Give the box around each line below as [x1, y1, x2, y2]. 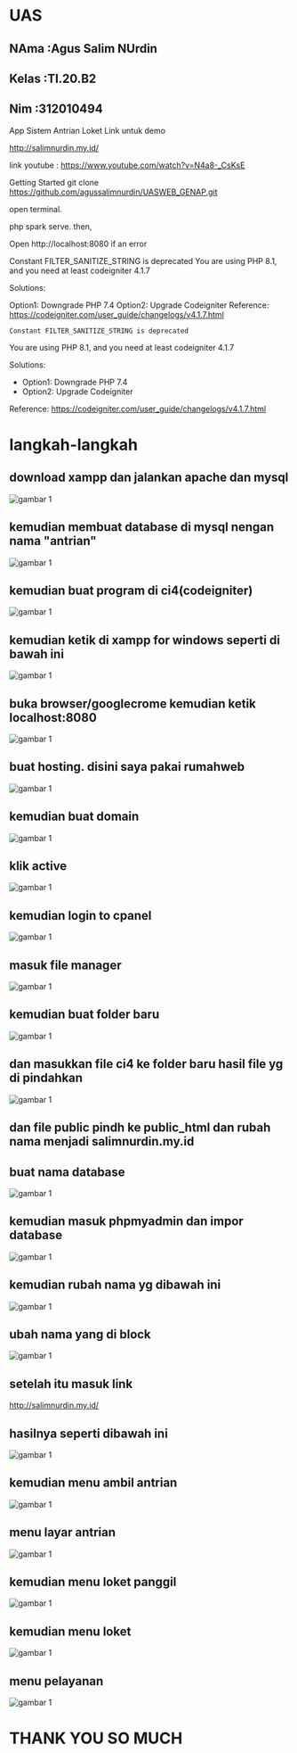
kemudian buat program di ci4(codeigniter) [9, 583, 253, 598]
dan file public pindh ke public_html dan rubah [9, 1120, 271, 1136]
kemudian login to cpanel [9, 907, 152, 923]
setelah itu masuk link [9, 1376, 133, 1392]
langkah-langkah [9, 434, 138, 455]
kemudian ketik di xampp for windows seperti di [9, 633, 280, 648]
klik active [9, 858, 68, 874]
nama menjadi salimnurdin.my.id [9, 1134, 195, 1149]
